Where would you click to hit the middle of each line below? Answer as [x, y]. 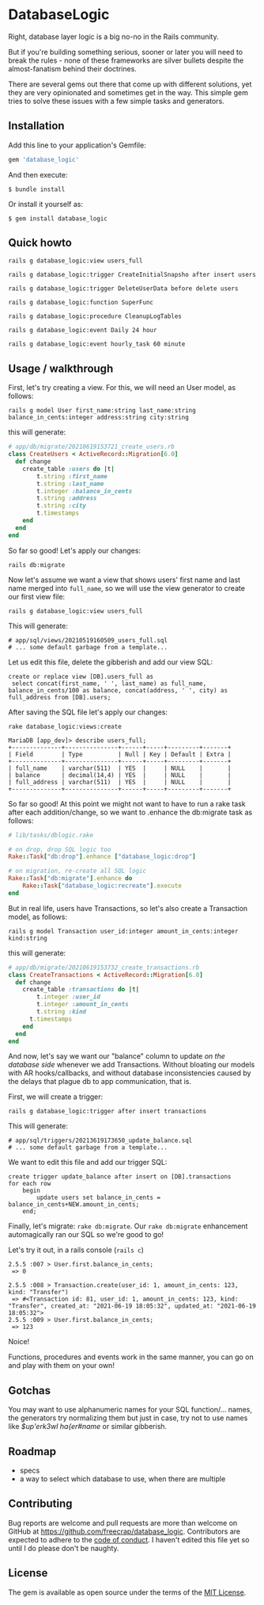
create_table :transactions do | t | [81, 990]
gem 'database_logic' [44, 159]
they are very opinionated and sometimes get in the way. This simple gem [128, 92]
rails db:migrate [37, 565]
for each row [30, 1184]
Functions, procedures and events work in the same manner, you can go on [131, 1357]
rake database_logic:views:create [65, 726]
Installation [36, 126]
